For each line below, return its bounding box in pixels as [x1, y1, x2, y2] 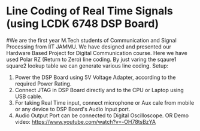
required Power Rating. [14, 80, 72, 87]
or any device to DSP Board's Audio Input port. [14, 105, 131, 112]
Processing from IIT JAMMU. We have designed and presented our [6, 43, 172, 50]
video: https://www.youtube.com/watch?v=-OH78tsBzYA [14, 118, 156, 125]
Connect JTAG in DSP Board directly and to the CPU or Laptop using [14, 86, 184, 93]
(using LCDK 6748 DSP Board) [6, 17, 159, 31]
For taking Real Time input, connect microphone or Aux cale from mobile [14, 99, 195, 106]
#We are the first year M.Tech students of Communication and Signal [6, 36, 177, 44]
